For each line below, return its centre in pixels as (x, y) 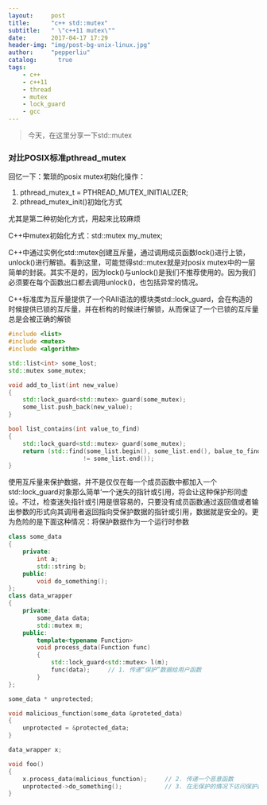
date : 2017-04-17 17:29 (58, 38)
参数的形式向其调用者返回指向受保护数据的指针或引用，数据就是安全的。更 (137, 512)
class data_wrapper (41, 596)
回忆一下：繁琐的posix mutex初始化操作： (77, 176)
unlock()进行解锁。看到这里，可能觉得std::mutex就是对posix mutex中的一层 (132, 262)
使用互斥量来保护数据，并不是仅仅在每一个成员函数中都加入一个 (112, 482)
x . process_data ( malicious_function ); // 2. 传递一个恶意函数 (128, 779)
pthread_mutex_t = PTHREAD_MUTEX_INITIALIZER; (104, 192)
